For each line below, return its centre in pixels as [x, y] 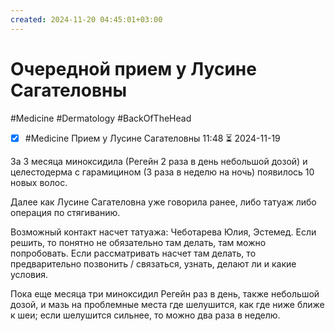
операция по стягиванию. [65, 212]
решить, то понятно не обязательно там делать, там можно [138, 242]
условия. [29, 274]
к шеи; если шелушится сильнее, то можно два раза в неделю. [145, 315]
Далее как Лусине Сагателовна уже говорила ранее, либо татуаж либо [163, 202]
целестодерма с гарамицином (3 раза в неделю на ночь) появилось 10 [162, 172]
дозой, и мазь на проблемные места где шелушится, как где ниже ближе [167, 304]
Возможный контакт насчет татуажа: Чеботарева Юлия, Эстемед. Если [163, 232]
